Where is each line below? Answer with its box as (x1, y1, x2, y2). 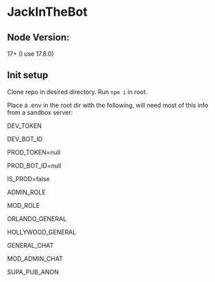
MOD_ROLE (7, 201, 40, 209)
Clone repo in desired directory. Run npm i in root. (7, 87, 148, 96)
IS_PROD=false (7, 174, 50, 183)
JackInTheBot (7, 4, 88, 20)
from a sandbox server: (7, 108, 73, 117)
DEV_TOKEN (7, 121, 42, 130)
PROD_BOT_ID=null (7, 161, 62, 169)
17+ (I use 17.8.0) (7, 49, 54, 58)
